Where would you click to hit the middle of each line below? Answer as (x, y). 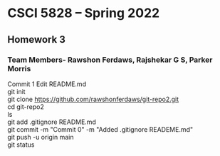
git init (17, 91)
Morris (19, 68)
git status (21, 145)
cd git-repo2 (26, 106)
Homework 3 (36, 40)
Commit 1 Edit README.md (47, 84)
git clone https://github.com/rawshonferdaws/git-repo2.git (93, 99)
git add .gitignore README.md (52, 122)
